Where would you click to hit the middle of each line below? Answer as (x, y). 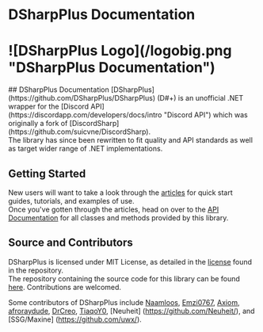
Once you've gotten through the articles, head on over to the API (114, 209)
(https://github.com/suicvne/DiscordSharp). (80, 132)
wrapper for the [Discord (49, 107)
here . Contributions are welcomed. (65, 287)
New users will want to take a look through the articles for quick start (121, 193)
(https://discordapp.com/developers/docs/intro (85, 115)
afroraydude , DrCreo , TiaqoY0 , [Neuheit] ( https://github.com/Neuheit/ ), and (131, 311)
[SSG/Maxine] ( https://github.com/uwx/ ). (75, 319)
